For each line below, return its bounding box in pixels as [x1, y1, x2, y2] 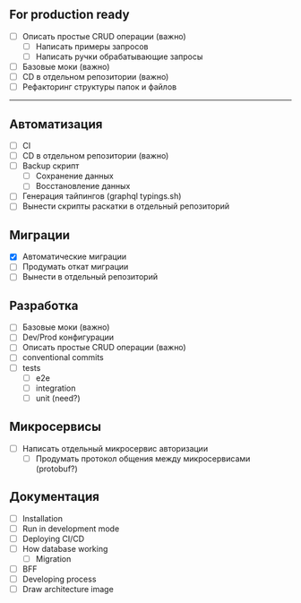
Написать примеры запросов [35, 40, 149, 52]
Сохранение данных [35, 170, 114, 182]
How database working [21, 543, 108, 554]
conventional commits [21, 352, 105, 363]
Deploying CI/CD [21, 533, 85, 544]
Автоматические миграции [21, 251, 127, 263]
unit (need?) [35, 392, 81, 403]
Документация [9, 489, 100, 504]
